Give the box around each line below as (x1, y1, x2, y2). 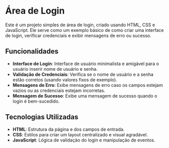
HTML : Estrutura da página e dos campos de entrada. (12, 126, 125, 132)
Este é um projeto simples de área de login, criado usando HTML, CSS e (5, 22, 155, 28)
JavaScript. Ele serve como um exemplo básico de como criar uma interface (5, 27, 164, 33)
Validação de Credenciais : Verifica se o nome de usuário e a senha (12, 71, 154, 77)
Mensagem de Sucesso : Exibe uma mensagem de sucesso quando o (12, 92, 157, 98)
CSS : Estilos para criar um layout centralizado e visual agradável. (12, 131, 148, 137)
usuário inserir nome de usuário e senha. (12, 66, 98, 72)
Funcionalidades (5, 47, 59, 56)
